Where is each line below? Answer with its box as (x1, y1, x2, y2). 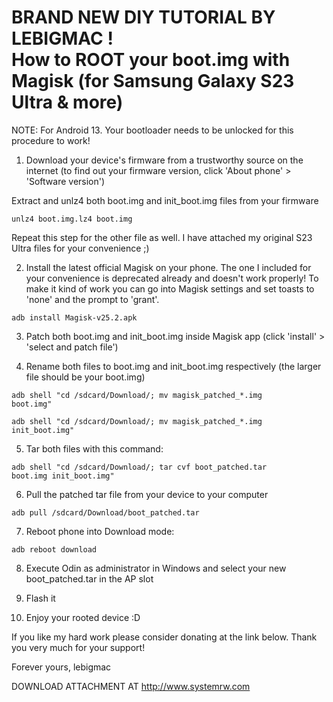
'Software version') (25, 175, 106, 187)
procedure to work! (11, 134, 91, 146)
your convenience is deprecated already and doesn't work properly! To (25, 272, 319, 284)
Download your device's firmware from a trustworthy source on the (25, 154, 304, 166)
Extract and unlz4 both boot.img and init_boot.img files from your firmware (11, 194, 319, 206)
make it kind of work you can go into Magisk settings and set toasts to (25, 282, 315, 295)
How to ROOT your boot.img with (11, 49, 291, 71)
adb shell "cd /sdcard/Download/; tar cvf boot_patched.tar (11, 462, 268, 472)
